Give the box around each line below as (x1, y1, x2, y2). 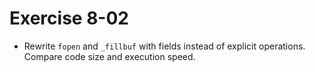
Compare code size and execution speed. (23, 50, 196, 62)
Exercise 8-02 (9, 7, 129, 30)
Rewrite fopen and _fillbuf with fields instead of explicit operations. (23, 40, 306, 52)
